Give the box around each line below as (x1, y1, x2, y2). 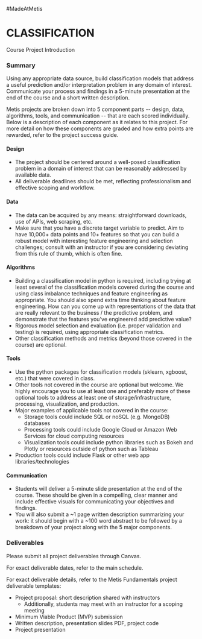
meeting (24, 606, 45, 614)
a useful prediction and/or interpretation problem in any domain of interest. (6, 81, 192, 89)
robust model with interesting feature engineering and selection (14, 237, 173, 244)
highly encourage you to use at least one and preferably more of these (14, 388, 191, 395)
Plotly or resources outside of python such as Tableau (24, 445, 159, 453)
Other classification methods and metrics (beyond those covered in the (14, 335, 192, 342)
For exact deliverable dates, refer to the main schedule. (6, 564, 144, 571)
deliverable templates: (6, 582, 62, 590)
